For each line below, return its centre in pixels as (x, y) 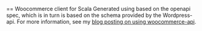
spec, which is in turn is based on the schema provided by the (84, 15)
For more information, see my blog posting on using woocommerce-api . (106, 22)
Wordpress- (178, 15)
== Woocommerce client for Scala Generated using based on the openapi (99, 9)
